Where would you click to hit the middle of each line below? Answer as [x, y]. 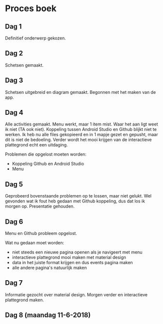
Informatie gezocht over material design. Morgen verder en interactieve [76, 294]
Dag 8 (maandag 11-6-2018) [48, 315]
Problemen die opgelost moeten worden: [46, 154]
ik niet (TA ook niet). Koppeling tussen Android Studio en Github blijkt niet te [81, 129]
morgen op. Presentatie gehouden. [40, 206]
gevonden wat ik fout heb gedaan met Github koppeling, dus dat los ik [75, 201]
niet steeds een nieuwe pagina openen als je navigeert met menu [77, 252]
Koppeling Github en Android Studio [48, 164]
